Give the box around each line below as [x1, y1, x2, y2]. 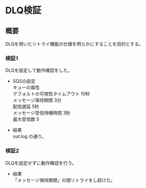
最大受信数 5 [12, 116, 40, 122]
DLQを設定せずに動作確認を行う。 [5, 160, 77, 166]
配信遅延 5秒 [12, 104, 40, 110]
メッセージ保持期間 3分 [12, 97, 62, 103]
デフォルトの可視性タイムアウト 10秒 [12, 91, 90, 97]
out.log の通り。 [12, 133, 47, 140]
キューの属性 [12, 84, 40, 90]
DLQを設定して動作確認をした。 [5, 67, 72, 74]
